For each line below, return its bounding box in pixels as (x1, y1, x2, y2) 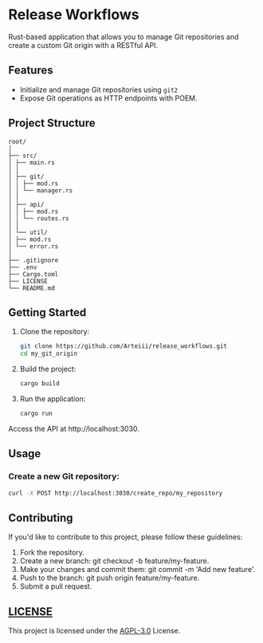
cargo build (19, 380, 60, 388)
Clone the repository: (19, 327, 90, 337)
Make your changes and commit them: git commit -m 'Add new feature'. (19, 565, 256, 574)
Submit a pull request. (19, 582, 92, 591)
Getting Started (8, 306, 87, 319)
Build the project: (19, 365, 77, 374)
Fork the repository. (19, 548, 85, 558)
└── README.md (8, 284, 56, 292)
